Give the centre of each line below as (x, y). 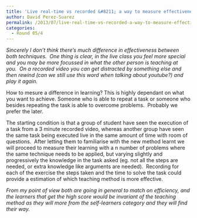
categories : (21, 28)
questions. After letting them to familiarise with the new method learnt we (95, 142)
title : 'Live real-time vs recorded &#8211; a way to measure (84, 11)
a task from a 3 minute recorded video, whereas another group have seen (95, 129)
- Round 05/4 (27, 33)
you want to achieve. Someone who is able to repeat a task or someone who (98, 99)
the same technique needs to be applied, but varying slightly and (84, 154)
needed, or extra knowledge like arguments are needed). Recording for (93, 167)
